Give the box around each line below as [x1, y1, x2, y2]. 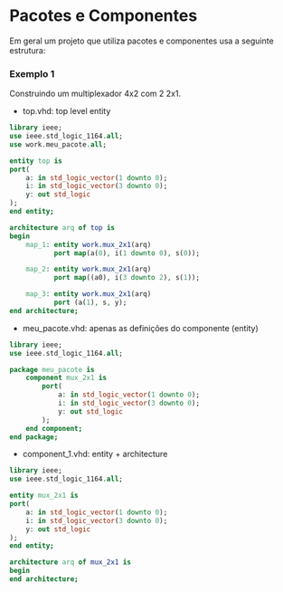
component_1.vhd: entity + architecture [22, 449, 168, 460]
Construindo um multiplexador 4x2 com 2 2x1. [9, 88, 182, 100]
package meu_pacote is [9, 365, 95, 374]
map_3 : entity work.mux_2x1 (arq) [25, 290, 152, 299]
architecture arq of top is [9, 223, 116, 232]
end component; [25, 424, 83, 433]
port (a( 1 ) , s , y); [53, 298, 127, 308]
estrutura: [9, 44, 46, 55]
